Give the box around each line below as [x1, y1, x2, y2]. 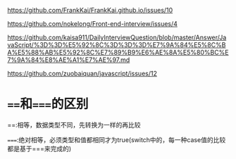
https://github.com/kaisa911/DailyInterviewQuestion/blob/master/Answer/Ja [7, 33, 227, 42]
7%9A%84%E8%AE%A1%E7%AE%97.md [7, 56, 130, 64]
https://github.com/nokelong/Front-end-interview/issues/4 [7, 20, 178, 27]
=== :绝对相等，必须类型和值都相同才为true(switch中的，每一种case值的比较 [7, 135, 226, 144]
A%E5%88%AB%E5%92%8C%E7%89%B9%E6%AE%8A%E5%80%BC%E [7, 49, 229, 56]
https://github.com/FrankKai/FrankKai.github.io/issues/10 [7, 6, 173, 14]
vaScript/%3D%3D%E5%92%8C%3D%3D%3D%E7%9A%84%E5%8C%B [7, 41, 226, 49]
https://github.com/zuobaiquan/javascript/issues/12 [7, 70, 157, 77]
